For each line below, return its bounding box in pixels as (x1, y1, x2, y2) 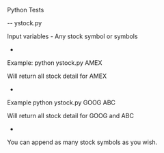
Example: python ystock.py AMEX (7, 59, 102, 67)
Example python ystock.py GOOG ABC (7, 98, 116, 107)
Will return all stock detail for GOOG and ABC (7, 112, 135, 120)
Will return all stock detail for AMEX (7, 72, 107, 80)
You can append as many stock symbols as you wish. (7, 138, 158, 146)
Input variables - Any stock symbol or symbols (7, 32, 138, 40)
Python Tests (7, 6, 44, 14)
